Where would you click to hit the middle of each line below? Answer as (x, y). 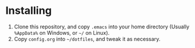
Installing (29, 11)
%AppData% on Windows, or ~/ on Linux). (62, 32)
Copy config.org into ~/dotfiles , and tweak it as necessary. (87, 39)
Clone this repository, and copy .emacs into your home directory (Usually (102, 27)
